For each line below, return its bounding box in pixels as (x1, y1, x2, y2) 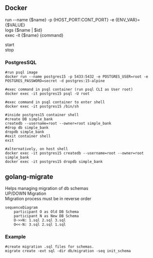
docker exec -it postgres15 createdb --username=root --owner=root (5, 151, 144, 156)
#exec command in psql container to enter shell (5, 100, 105, 105)
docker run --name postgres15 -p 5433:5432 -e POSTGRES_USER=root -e (5, 74, 149, 79)
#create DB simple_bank (5, 117, 53, 122)
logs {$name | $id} (5, 27, 43, 33)
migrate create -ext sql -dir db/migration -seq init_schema (5, 249, 131, 254)
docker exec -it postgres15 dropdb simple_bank (5, 159, 103, 164)
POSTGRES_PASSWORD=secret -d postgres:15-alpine (5, 79, 105, 84)
